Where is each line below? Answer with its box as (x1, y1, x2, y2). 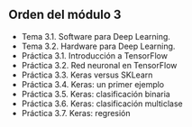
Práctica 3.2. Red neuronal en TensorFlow (21, 59, 178, 70)
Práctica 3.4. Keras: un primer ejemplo (21, 78, 165, 89)
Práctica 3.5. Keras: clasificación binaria (21, 88, 170, 99)
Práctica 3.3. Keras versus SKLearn (21, 69, 153, 80)
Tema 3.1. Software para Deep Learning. (21, 31, 170, 41)
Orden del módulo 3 (8, 7, 122, 23)
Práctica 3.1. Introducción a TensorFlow (21, 50, 169, 61)
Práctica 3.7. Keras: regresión (21, 107, 132, 118)
